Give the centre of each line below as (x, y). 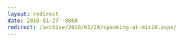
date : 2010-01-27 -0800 (43, 21)
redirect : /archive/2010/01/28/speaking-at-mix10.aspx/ (92, 27)
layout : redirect (33, 14)
